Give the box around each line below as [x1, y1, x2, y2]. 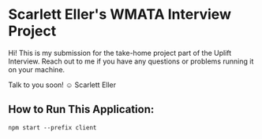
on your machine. [8, 64, 65, 74]
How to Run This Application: [8, 103, 155, 116]
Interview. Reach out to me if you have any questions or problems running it [8, 57, 254, 66]
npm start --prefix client [8, 123, 97, 131]
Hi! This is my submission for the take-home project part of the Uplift [8, 48, 232, 57]
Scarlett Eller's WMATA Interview [8, 5, 231, 24]
